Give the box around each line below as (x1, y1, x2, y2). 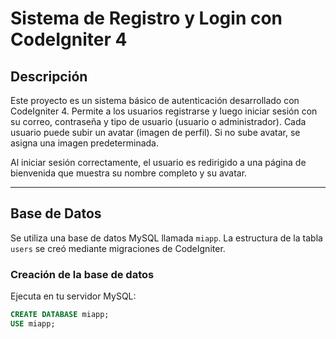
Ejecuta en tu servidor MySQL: (10, 290, 137, 302)
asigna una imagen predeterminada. (10, 137, 159, 149)
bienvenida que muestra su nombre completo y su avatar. (10, 167, 248, 179)
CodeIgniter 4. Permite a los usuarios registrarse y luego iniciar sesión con (10, 105, 318, 117)
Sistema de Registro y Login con (10, 7, 283, 30)
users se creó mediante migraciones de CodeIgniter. (10, 242, 226, 254)
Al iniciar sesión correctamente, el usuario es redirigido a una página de (10, 157, 307, 168)
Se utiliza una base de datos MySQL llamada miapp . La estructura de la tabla (10, 232, 323, 244)
